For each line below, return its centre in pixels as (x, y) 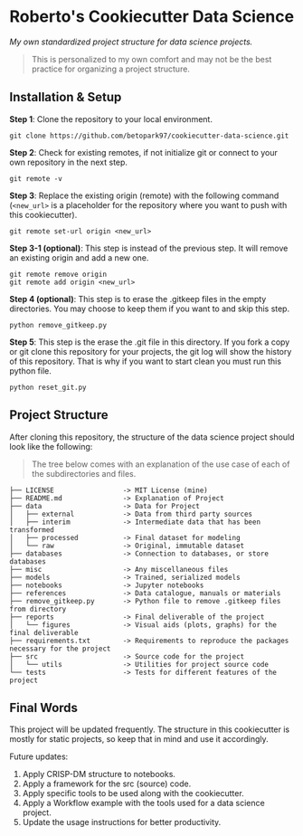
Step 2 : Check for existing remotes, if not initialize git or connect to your (143, 152)
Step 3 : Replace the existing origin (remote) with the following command (144, 195)
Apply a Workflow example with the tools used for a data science (143, 803)
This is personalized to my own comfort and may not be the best (151, 59)
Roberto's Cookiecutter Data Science (152, 17)
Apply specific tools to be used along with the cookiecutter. (133, 793)
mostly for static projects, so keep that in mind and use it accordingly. (139, 739)
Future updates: (39, 756)
